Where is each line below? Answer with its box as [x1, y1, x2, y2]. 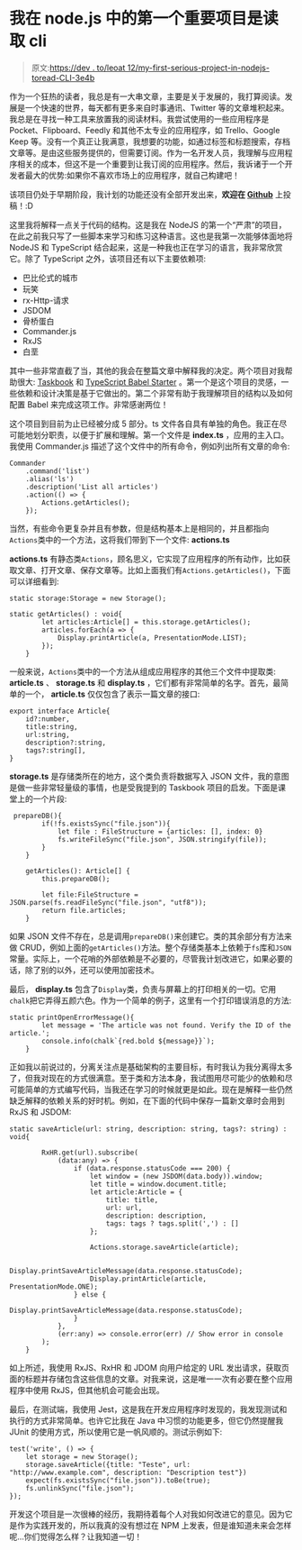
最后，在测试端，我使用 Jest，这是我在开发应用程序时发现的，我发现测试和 [9, 1403, 288, 1415]
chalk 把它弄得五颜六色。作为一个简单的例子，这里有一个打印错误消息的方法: [9, 995, 292, 1006]
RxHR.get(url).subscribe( [41, 1148, 139, 1157]
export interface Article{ [9, 707, 111, 716]
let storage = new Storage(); [25, 1452, 139, 1461]
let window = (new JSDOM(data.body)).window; [89, 1172, 263, 1181]
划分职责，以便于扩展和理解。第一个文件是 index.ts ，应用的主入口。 [32, 429, 289, 440]
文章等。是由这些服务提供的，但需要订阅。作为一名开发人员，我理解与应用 [9, 147, 285, 158]
